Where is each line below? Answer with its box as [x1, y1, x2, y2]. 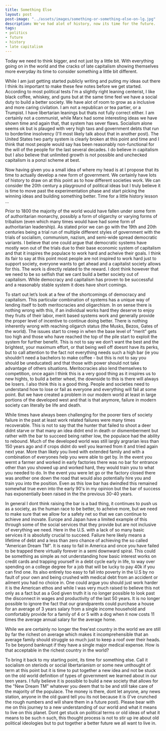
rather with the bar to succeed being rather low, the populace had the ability [5, 433, 160, 439]
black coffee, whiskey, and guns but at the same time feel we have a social [5, 94, 157, 100]
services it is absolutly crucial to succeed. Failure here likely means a [5, 532, 146, 538]
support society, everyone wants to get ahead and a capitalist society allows [5, 261, 161, 266]
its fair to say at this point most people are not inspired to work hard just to [5, 255, 157, 261]
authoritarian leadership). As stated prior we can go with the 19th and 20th [5, 224, 157, 230]
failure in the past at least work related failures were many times [5, 417, 135, 423]
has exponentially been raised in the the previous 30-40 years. [5, 491, 133, 497]
